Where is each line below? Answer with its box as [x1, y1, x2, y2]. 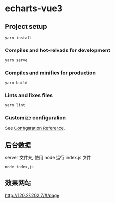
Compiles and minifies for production [5, 69, 96, 76]
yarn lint [5, 102, 26, 108]
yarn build [5, 80, 28, 85]
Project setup [5, 23, 48, 31]
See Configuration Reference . [5, 126, 65, 131]
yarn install [5, 35, 32, 40]
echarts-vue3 [5, 3, 63, 14]
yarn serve [5, 58, 28, 63]
